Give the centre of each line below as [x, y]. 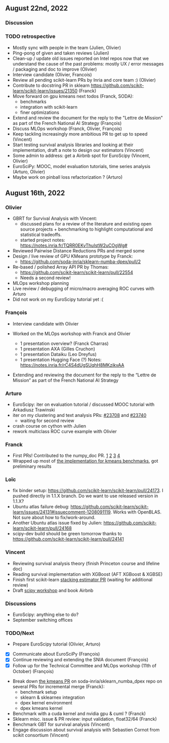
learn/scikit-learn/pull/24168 [42, 528]
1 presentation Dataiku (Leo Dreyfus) [58, 354]
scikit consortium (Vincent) [41, 735]
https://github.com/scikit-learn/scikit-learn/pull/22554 [76, 272]
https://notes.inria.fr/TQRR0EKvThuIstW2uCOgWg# [74, 245]
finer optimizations [40, 112]
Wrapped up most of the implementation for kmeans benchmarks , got [85, 461]
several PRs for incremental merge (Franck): [58, 686]
